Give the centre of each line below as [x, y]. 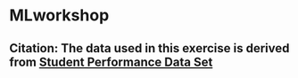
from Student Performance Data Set [111, 62]
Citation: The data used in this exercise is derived [149, 48]
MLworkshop [59, 16]
